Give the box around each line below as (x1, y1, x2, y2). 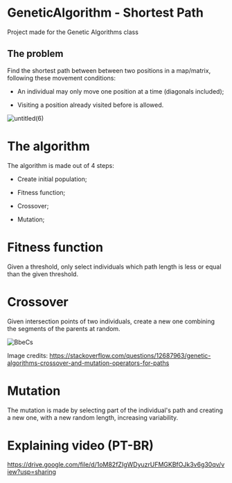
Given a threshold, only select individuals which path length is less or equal (7, 262, 222, 271)
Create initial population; (17, 175, 87, 183)
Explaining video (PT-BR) (7, 437, 154, 453)
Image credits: (7, 351, 48, 359)
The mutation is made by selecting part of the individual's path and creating (7, 406, 224, 414)
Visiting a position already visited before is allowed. (17, 101, 164, 109)
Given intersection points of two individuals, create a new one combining (7, 317, 215, 325)
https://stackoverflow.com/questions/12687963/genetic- (49, 351, 211, 359)
